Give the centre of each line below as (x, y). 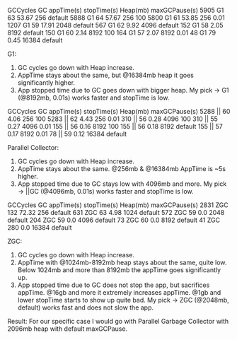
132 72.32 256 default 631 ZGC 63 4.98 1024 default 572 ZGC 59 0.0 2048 (116, 212)
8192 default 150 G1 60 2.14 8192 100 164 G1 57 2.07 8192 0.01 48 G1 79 (112, 33)
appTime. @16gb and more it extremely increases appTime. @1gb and (119, 292)
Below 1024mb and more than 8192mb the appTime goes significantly (119, 270)
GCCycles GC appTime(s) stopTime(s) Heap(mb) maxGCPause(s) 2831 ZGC (118, 205)
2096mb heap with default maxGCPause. (68, 329)
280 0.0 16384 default (40, 228)
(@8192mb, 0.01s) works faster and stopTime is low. (93, 98)
